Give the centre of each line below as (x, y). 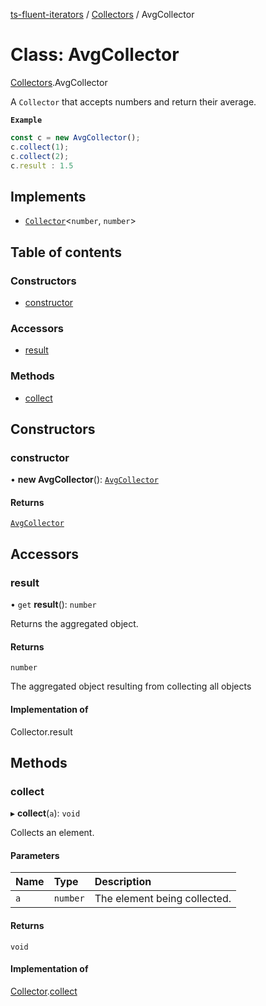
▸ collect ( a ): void (45, 813)
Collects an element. (52, 833)
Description (123, 882)
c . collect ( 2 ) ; (40, 156)
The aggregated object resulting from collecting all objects (131, 686)
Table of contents (66, 252)
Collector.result (41, 731)
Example (26, 120)
